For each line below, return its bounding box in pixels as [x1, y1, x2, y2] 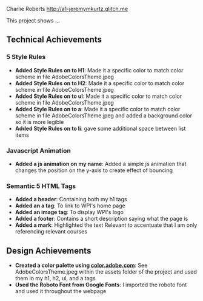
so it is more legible [15, 118, 64, 125]
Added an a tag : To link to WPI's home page [15, 202, 125, 209]
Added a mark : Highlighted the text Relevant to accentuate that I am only [15, 221, 198, 229]
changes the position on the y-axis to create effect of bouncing [15, 167, 173, 174]
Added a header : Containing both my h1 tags [15, 196, 127, 203]
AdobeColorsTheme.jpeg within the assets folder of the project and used [15, 268, 197, 275]
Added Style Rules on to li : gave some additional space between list [15, 125, 186, 132]
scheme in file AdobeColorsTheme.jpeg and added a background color [15, 112, 193, 119]
